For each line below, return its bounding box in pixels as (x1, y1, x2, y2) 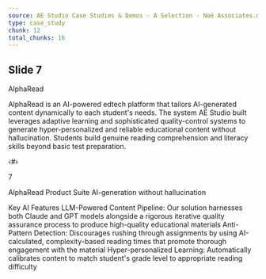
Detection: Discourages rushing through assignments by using (33, 228, 237, 238)
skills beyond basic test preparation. (8, 142, 127, 151)
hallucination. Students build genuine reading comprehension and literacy (8, 133, 249, 143)
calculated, (8, 237, 45, 247)
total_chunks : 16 (8, 33, 66, 42)
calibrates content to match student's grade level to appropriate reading (8, 254, 243, 263)
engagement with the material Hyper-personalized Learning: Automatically (8, 245, 252, 254)
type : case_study (8, 19, 66, 27)
